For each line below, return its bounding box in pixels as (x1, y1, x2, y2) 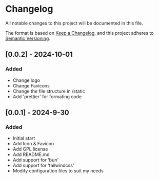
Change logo (12, 77, 40, 83)
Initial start (12, 135, 35, 141)
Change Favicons (12, 82, 50, 88)
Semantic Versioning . (5, 35, 50, 41)
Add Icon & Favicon (12, 141, 54, 147)
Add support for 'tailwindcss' (12, 162, 74, 169)
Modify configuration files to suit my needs (12, 168, 104, 174)
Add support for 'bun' (12, 157, 59, 163)
